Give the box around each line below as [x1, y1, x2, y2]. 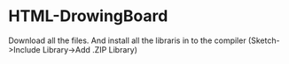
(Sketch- [247, 35, 280, 46]
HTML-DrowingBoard [8, 6, 168, 26]
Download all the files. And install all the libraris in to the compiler [8, 35, 246, 46]
